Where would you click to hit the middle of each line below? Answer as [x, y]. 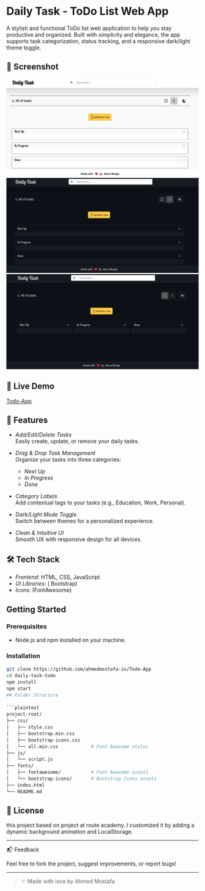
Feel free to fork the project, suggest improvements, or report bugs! [92, 864]
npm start [19, 688]
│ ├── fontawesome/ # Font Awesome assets [77, 773]
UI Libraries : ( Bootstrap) [46, 584]
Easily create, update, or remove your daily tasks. [77, 442]
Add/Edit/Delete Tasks [43, 435]
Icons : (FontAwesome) [43, 590]
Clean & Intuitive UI [39, 533]
